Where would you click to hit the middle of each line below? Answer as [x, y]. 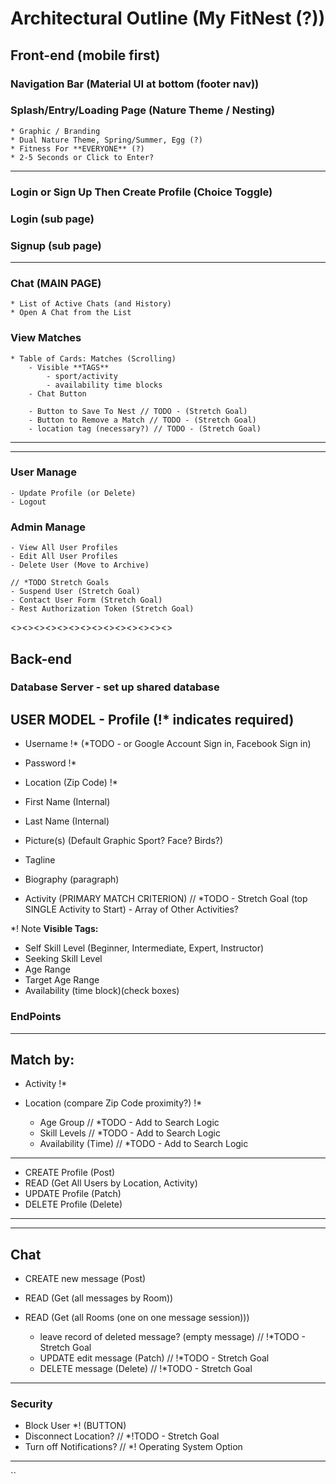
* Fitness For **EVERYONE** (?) [77, 148]
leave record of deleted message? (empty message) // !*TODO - [173, 1337]
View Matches [46, 338]
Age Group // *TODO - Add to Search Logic [129, 1123]
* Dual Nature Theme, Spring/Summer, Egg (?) [106, 140]
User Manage [43, 472]
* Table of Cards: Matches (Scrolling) [93, 358]
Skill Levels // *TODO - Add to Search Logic [130, 1133]
